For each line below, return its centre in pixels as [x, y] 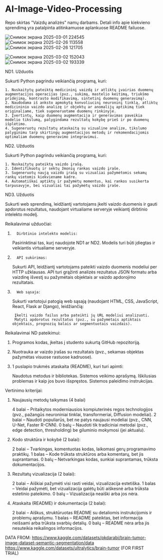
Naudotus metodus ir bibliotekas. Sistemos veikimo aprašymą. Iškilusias [84, 376]
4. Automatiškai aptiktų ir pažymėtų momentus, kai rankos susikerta [77, 181]
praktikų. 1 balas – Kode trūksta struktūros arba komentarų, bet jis [78, 454]
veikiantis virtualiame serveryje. [44, 248]
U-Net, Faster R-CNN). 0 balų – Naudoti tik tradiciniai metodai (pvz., [80, 425]
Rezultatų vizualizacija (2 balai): [44, 474]
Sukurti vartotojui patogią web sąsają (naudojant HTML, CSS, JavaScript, [85, 301]
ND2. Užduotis [20, 146]
